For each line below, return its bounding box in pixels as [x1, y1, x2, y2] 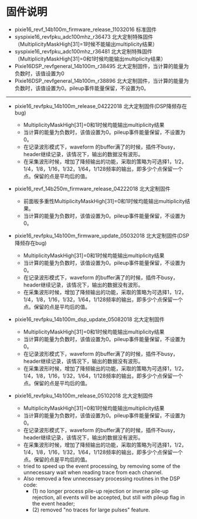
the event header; [32, 500, 75, 507]
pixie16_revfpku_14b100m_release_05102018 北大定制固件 [14, 392, 154, 399]
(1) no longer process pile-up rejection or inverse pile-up [32, 487, 169, 494]
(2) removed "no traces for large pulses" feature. [32, 506, 151, 513]
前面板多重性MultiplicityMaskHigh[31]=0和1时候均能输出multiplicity [23, 197, 185, 204]
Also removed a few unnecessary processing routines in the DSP [23, 475, 181, 482]
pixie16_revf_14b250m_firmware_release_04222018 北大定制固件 [14, 185, 171, 192]
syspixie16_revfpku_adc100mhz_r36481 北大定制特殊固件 [14, 48, 152, 55]
